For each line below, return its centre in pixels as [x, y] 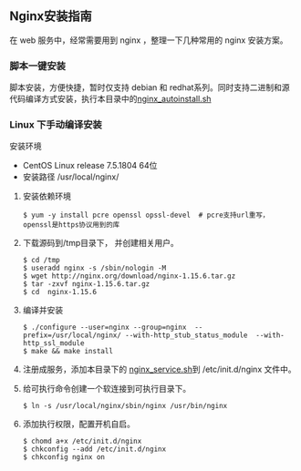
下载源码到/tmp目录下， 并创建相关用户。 [101, 243]
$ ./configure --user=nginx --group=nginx [104, 328]
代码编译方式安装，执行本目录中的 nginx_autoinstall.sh [110, 99]
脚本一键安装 [38, 66]
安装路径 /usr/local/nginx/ [71, 177]
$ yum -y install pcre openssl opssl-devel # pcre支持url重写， [146, 215]
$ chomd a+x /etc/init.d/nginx [82, 441]
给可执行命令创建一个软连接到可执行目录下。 [107, 389]
